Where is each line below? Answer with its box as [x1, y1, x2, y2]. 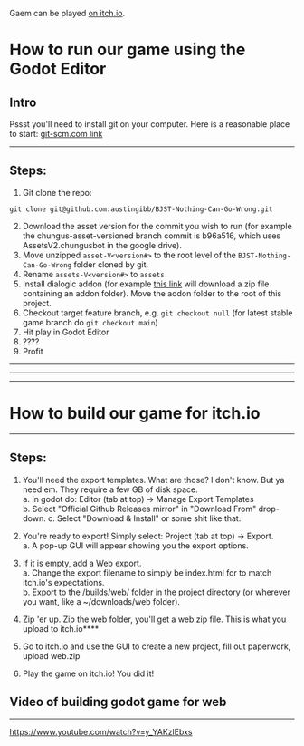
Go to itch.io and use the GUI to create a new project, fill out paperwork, [22, 641, 291, 652]
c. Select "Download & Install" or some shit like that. [48, 512, 242, 524]
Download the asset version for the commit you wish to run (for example [22, 220, 292, 231]
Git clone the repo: [22, 187, 92, 198]
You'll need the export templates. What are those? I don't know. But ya [22, 474, 285, 485]
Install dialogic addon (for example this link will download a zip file [22, 278, 270, 289]
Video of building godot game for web [9, 693, 227, 710]
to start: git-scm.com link [9, 129, 103, 139]
